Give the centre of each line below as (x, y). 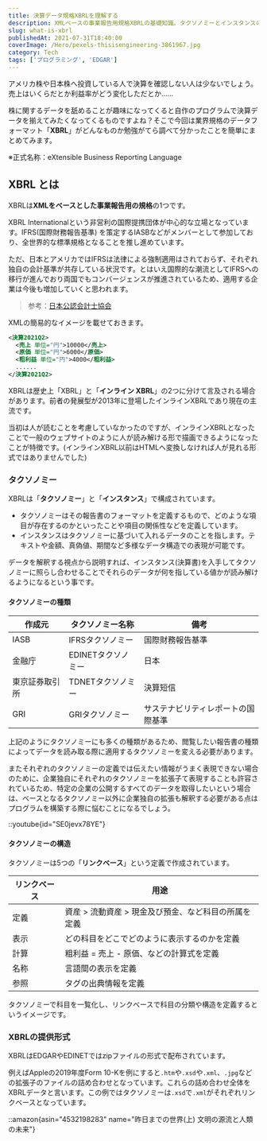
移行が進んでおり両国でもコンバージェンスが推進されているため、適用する (130, 278)
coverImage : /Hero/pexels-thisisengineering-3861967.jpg (104, 45)
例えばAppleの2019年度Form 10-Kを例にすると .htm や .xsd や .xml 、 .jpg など (130, 1072)
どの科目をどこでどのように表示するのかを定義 (152, 938)
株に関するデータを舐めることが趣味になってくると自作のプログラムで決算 (130, 110)
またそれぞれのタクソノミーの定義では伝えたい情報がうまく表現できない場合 (133, 769)
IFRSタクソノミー (101, 640)
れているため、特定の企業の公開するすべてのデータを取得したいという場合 (130, 789)
